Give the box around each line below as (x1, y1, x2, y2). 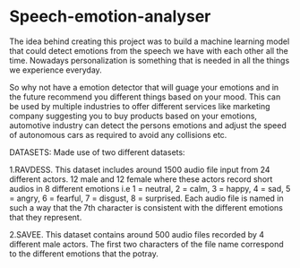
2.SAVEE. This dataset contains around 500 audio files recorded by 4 (9, 229, 265, 239)
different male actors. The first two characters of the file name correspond (9, 238, 284, 249)
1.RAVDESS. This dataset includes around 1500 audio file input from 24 (9, 164, 270, 175)
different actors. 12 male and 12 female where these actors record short (9, 173, 273, 185)
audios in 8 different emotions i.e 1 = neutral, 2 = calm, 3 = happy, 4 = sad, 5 (9, 183, 291, 194)
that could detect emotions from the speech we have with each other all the (9, 45, 288, 56)
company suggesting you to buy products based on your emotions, (9, 110, 258, 121)
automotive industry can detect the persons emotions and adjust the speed (9, 119, 287, 131)
